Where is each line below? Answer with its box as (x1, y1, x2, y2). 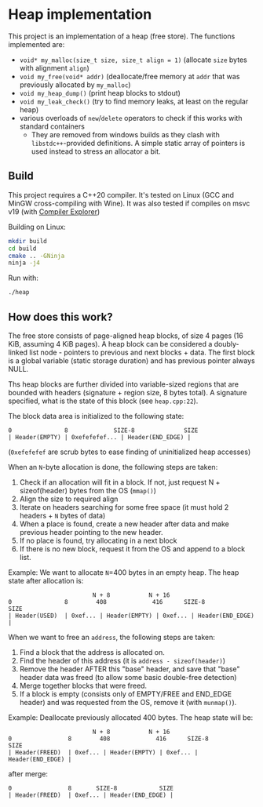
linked (8, 347, 28, 357)
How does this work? (8, 310, 113, 323)
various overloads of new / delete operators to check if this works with (19, 113, 243, 122)
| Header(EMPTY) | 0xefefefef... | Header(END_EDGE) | (8, 433, 192, 441)
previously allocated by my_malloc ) (19, 80, 131, 89)
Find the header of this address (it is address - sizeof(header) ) (19, 656, 226, 665)
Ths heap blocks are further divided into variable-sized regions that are (8, 379, 239, 389)
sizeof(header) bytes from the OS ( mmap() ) (19, 485, 157, 495)
